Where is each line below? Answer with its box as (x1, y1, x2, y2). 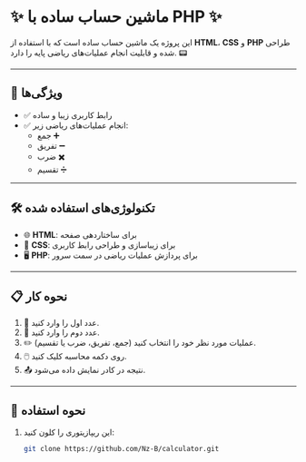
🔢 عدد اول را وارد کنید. (23, 318, 100, 329)
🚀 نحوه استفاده (10, 402, 86, 418)
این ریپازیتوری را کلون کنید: (23, 427, 114, 437)
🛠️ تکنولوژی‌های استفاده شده (10, 201, 155, 216)
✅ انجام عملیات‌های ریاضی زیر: (23, 120, 129, 131)
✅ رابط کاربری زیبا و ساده (23, 109, 113, 120)
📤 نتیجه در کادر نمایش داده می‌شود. (23, 365, 146, 376)
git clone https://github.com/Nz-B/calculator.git (23, 445, 220, 454)
